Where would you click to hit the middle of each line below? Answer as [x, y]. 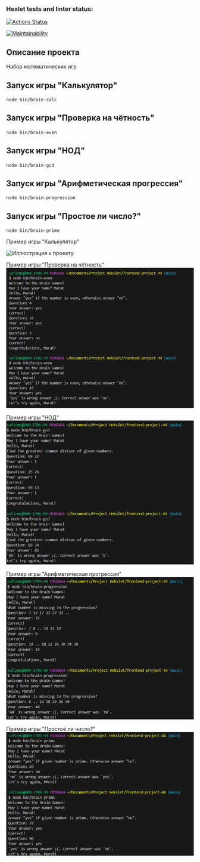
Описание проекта [43, 52]
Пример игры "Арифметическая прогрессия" [64, 574]
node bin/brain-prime [33, 231]
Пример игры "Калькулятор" [43, 242]
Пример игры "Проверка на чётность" [55, 265]
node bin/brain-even [32, 132]
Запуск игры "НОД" [46, 151]
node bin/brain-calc [32, 100]
